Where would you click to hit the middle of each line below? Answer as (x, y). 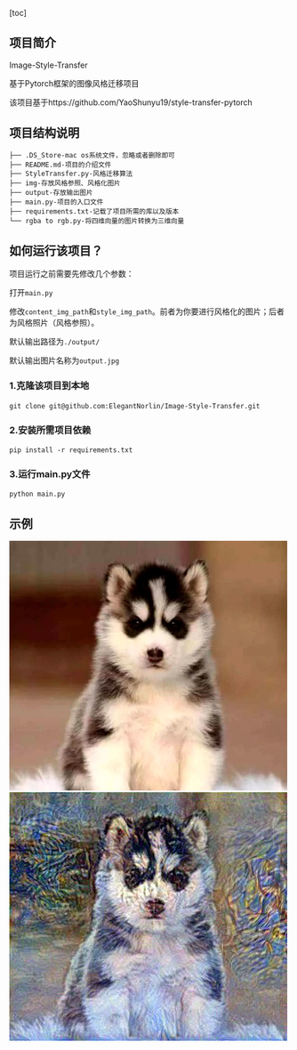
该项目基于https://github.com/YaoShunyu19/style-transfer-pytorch (131, 102)
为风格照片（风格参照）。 (54, 323)
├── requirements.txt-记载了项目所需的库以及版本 (94, 211)
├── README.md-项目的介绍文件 (60, 165)
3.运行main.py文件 (50, 473)
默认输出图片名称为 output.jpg (64, 360)
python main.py (37, 494)
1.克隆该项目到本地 (49, 386)
